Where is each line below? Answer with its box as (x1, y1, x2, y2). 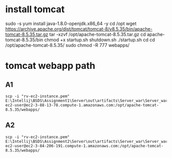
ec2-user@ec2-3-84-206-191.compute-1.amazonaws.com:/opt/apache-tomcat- (5, 143, 164, 148)
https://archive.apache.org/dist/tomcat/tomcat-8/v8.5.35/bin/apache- (5, 25, 153, 32)
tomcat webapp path (5, 60, 96, 72)
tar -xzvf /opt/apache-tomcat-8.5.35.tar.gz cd (49, 31, 146, 37)
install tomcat (5, 4, 65, 15)
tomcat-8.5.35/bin (5, 37, 44, 43)
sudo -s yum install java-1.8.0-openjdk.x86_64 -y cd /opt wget (5, 20, 137, 27)
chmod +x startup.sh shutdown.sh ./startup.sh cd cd (44, 37, 155, 43)
